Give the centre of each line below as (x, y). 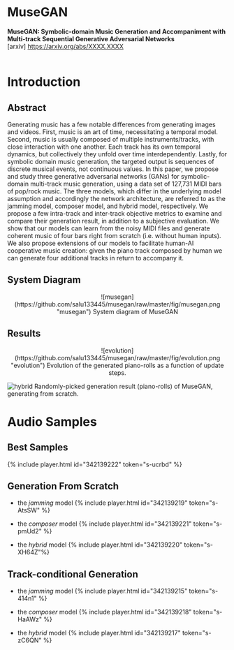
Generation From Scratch (63, 486)
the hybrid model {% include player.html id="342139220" (100, 545)
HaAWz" (29, 619)
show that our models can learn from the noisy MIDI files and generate (109, 228)
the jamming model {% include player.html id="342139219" (102, 503)
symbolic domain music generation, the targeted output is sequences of (111, 161)
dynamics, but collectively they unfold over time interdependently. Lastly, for (117, 154)
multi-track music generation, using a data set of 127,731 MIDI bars (126, 184)
